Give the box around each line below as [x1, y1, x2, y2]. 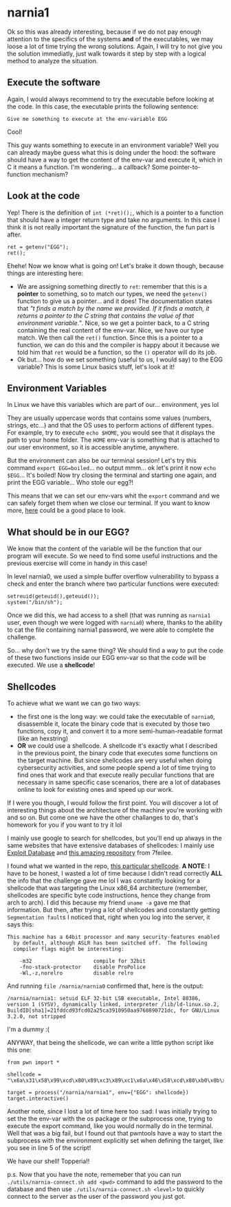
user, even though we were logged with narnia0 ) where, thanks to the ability [7, 619, 223, 627]
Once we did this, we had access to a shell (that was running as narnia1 [7, 611, 211, 619]
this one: [7, 1046, 32, 1054]
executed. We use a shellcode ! [7, 661, 96, 669]
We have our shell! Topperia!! [7, 1157, 90, 1165]
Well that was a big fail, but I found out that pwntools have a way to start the [7, 1129, 222, 1137]
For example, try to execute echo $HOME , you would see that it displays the [7, 428, 215, 437]
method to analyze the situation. [7, 56, 98, 65]
